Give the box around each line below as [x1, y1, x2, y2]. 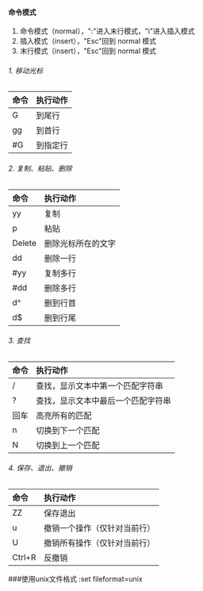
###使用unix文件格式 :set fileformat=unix [8, 574, 143, 584]
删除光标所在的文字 [44, 238, 117, 249]
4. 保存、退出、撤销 [8, 463, 73, 473]
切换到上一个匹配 [36, 439, 101, 451]
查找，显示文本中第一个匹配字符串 [36, 380, 164, 391]
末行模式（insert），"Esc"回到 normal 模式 [19, 46, 157, 56]
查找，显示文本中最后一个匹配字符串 [36, 395, 172, 406]
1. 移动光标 [8, 66, 44, 75]
